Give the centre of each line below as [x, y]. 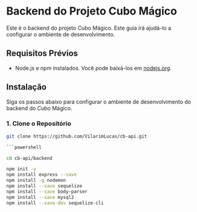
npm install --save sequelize [44, 186]
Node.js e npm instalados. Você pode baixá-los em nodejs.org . [93, 68]
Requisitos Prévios [42, 54]
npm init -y [21, 169]
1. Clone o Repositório [39, 124]
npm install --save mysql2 [40, 197]
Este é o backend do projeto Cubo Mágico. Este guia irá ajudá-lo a [89, 28]
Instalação [27, 87]
